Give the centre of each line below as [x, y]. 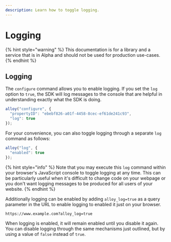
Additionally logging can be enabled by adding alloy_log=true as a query [83, 199]
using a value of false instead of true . [46, 234]
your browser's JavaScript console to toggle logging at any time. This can [83, 172]
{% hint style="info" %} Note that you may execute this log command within [86, 167]
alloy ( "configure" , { [28, 109]
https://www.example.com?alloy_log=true [49, 214]
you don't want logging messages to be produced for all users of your [79, 183]
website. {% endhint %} [30, 189]
